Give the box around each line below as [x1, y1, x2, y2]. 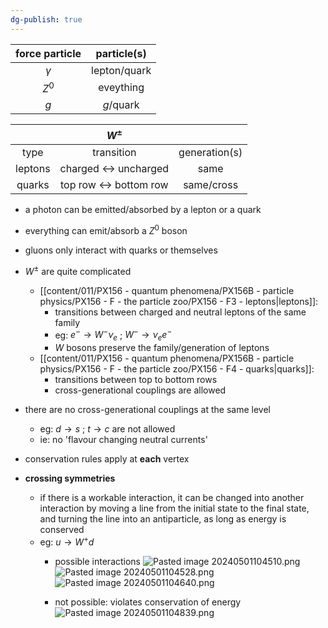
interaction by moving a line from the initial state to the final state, [39, 502, 310, 515]
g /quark [102, 97, 140, 111]
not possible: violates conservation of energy [54, 596, 242, 608]
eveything [98, 81, 145, 95]
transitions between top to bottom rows [54, 374, 218, 386]
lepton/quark [91, 63, 152, 77]
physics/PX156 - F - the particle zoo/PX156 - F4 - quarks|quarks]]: [39, 363, 315, 375]
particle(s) [95, 46, 147, 60]
